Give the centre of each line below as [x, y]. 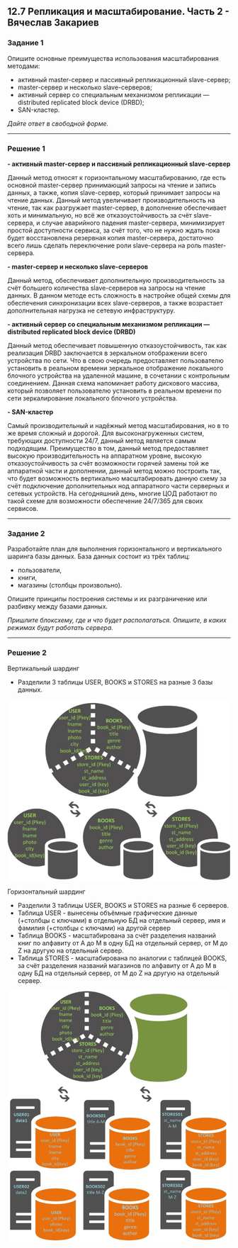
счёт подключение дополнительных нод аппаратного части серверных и [118, 485]
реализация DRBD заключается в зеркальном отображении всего [107, 353]
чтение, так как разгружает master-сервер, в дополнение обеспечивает [117, 208]
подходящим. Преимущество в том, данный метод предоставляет [108, 448]
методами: [24, 66]
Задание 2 [26, 533]
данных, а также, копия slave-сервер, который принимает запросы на [114, 192]
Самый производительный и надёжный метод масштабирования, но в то [118, 425]
